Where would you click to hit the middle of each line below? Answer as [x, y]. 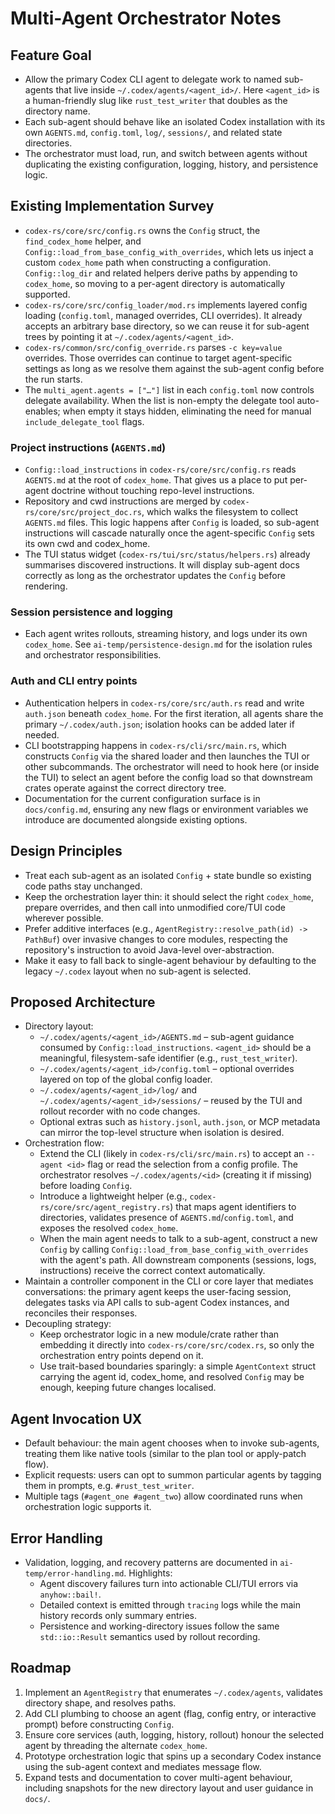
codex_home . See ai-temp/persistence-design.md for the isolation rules [168, 644]
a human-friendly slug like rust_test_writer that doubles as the [156, 100]
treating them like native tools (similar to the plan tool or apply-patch [165, 1454]
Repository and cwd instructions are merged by [122, 501]
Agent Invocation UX [76, 1418]
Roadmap [41, 1668]
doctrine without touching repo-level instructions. [153, 491]
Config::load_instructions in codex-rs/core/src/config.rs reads [160, 469]
